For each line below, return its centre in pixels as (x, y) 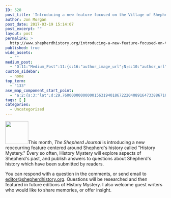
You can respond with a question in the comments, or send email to (76, 174)
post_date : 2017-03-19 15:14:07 (39, 24)
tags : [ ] (16, 100)
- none (17, 76)
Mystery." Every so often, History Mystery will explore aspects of (73, 153)
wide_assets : (19, 52)
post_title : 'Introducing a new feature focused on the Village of (78, 15)
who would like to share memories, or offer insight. (59, 190)
